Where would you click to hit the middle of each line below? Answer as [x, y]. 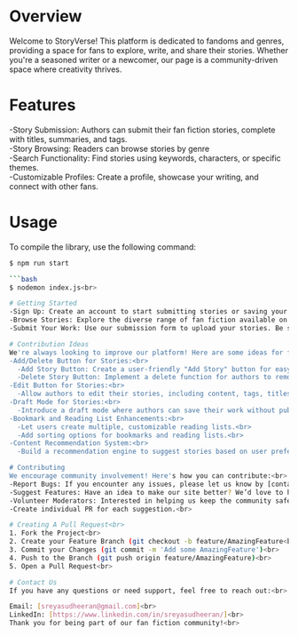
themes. [24, 167]
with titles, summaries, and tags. [68, 139]
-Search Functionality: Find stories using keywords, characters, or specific [145, 158]
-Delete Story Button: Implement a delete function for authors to [145, 378]
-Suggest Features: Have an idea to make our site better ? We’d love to [146, 492]
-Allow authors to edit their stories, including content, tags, [141, 394]
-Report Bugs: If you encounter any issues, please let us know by [137, 484]
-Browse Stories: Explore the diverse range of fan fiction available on [149, 320]
